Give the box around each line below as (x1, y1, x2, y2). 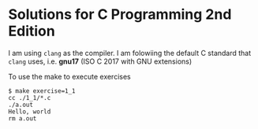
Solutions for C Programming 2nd (8, 6, 232, 24)
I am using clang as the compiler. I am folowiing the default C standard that (8, 48, 252, 57)
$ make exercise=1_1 (8, 87, 77, 95)
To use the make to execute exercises (8, 72, 132, 81)
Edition (8, 22, 55, 40)
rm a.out (8, 114, 37, 123)
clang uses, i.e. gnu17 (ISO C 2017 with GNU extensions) (8, 57, 193, 66)
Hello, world (8, 108, 51, 116)
